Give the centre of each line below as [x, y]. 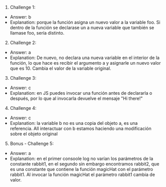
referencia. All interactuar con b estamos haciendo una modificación [80, 128]
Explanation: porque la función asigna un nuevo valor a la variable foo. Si [85, 22]
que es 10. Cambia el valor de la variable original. [60, 68]
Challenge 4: [23, 108]
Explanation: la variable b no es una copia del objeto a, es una [74, 123]
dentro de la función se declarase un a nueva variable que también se [82, 28]
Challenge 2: [23, 43]
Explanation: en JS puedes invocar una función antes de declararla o [81, 93]
